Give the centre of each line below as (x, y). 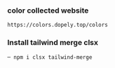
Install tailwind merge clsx (53, 43)
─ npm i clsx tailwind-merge (50, 57)
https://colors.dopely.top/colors (58, 25)
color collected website (48, 11)
